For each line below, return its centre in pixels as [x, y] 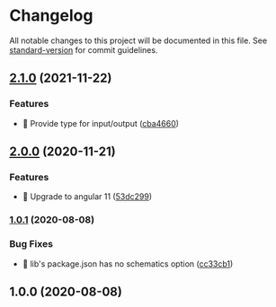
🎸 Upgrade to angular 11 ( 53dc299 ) [87, 197]
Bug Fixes [31, 244]
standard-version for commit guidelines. [84, 49]
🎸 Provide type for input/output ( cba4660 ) [101, 123]
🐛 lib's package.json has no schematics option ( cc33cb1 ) [128, 263]
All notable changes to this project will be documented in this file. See [138, 40]
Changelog [51, 16]
